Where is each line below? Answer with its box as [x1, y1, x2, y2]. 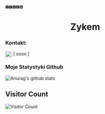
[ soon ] [13, 51, 29, 57]
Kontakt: [5, 39, 27, 46]
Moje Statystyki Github [5, 64, 63, 71]
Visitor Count [5, 90, 48, 99]
